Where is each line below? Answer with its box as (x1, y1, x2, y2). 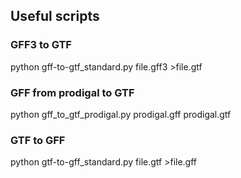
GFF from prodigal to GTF (10, 85, 135, 99)
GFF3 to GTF (10, 38, 72, 52)
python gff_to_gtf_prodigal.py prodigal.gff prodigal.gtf (10, 108, 232, 120)
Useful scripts (10, 8, 100, 25)
